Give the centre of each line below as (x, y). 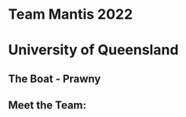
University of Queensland (93, 50)
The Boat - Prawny (55, 78)
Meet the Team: (47, 106)
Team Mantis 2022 (71, 14)
